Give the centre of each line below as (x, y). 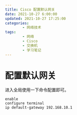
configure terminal (25, 103)
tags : (10, 32)
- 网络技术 (32, 28)
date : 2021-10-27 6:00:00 (31, 14)
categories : (17, 23)
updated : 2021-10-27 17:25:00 (36, 18)
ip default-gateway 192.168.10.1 (39, 108)
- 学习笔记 (32, 50)
